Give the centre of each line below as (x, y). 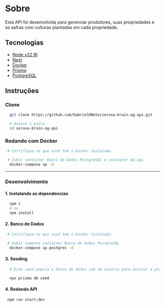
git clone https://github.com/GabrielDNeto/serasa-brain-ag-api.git (81, 115)
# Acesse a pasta (27, 124)
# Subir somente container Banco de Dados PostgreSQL (63, 243)
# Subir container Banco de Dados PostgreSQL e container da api (75, 160)
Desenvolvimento (27, 181)
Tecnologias (24, 43)
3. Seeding (16, 259)
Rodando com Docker (31, 141)
